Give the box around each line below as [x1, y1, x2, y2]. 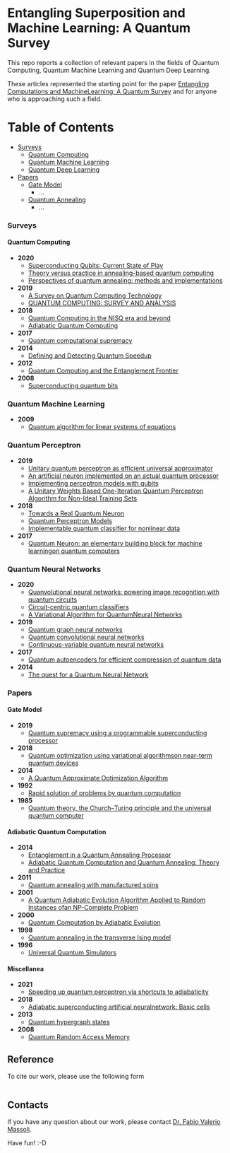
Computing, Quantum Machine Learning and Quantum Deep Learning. [7, 66, 212, 74]
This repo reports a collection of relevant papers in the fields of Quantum [7, 58, 219, 66]
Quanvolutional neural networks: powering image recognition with [28, 587, 220, 596]
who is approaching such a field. [7, 94, 102, 103]
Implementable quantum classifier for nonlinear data [28, 524, 181, 532]
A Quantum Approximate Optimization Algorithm [28, 774, 169, 783]
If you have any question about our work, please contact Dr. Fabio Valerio [7, 1118, 221, 1126]
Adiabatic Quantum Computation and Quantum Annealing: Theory [28, 858, 220, 867]
